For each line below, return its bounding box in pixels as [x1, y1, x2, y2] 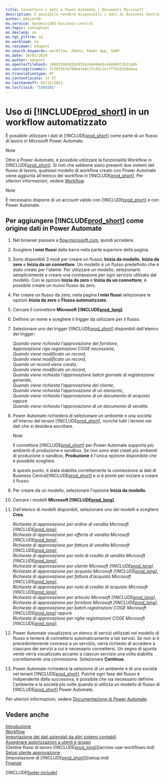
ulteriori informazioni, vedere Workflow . [5, 178, 85, 184]
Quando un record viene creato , [12, 361, 78, 367]
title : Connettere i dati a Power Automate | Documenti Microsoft [5, 7, 144, 12]
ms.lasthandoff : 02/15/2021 [5, 80, 63, 85]
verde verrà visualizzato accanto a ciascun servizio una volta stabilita [12, 651, 153, 657]
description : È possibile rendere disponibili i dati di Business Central [5, 12, 162, 17]
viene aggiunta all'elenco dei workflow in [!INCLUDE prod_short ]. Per [5, 173, 143, 179]
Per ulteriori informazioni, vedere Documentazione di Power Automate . [5, 696, 148, 702]
